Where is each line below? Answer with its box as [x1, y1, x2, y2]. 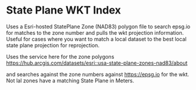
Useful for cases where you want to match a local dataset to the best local [6, 35, 187, 42]
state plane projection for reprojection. [6, 42, 100, 49]
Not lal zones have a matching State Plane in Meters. [6, 77, 135, 84]
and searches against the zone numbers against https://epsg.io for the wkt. [6, 71, 190, 78]
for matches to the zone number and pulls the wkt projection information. [6, 29, 184, 36]
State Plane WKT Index [6, 4, 121, 17]
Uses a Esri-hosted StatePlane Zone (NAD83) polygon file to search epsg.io [6, 23, 191, 30]
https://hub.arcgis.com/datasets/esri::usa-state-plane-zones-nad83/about [6, 59, 188, 66]
